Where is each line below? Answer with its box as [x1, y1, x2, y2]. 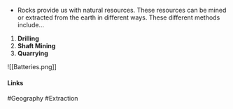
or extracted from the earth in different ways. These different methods [17, 13, 220, 22]
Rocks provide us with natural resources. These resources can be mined [17, 6, 227, 14]
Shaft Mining [17, 42, 56, 50]
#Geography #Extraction [7, 94, 78, 103]
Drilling [17, 34, 40, 43]
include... [17, 21, 44, 29]
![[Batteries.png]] [7, 63, 57, 71]
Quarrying [17, 49, 49, 57]
